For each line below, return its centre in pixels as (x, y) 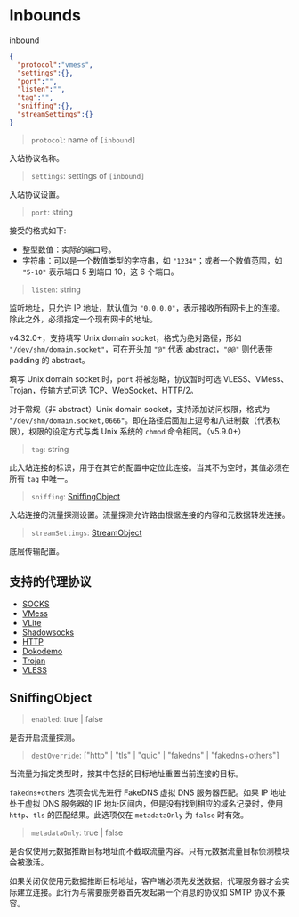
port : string (52, 212)
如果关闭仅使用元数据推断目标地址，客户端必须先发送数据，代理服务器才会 (145, 881)
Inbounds (45, 16)
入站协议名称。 (36, 158)
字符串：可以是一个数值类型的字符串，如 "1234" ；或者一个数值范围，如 (152, 260)
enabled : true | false (67, 719)
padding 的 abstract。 (49, 360)
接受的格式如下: (38, 230)
